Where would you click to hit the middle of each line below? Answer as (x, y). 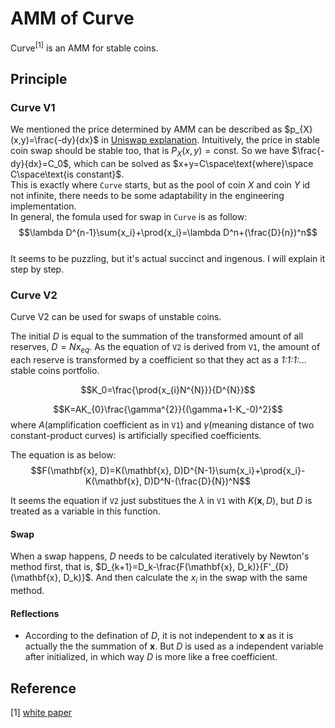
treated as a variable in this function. (85, 511)
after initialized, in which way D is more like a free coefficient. (151, 657)
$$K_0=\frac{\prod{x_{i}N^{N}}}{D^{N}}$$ (168, 390)
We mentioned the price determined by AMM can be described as (146, 129)
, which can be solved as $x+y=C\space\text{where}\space (191, 164)
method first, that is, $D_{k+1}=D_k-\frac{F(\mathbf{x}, (123, 567)
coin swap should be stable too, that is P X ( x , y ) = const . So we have (150, 152)
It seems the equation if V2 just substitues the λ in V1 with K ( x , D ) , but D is (161, 501)
